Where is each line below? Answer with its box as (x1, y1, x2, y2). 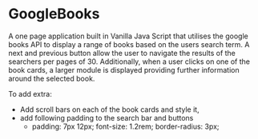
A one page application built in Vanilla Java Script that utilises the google (8, 31, 248, 41)
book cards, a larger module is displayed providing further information (8, 65, 240, 74)
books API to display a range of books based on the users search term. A (8, 39, 250, 49)
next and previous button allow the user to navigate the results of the (8, 48, 236, 58)
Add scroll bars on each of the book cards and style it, (19, 105, 200, 114)
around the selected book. (8, 73, 95, 83)
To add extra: (8, 89, 52, 98)
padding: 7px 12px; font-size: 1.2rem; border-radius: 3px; (31, 121, 220, 131)
